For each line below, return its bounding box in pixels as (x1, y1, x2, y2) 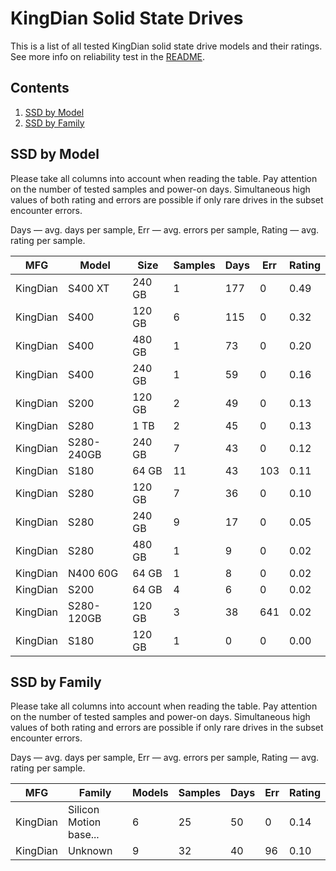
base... (68, 828, 100, 842)
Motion (68, 815, 102, 829)
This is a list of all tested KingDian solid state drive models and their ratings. (10, 40, 323, 52)
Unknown (68, 844, 113, 858)
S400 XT (68, 281, 110, 295)
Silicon (68, 803, 100, 817)
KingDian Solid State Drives (10, 7, 244, 30)
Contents (10, 80, 70, 97)
